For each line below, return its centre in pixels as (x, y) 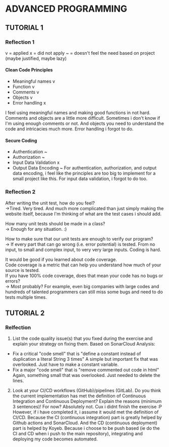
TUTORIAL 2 (25, 313)
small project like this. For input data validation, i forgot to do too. (80, 179)
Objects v (22, 97)
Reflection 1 (20, 42)
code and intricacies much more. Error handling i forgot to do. (69, 129)
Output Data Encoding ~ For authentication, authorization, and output (84, 168)
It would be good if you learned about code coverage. (61, 259)
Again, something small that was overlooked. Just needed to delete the (86, 375)
